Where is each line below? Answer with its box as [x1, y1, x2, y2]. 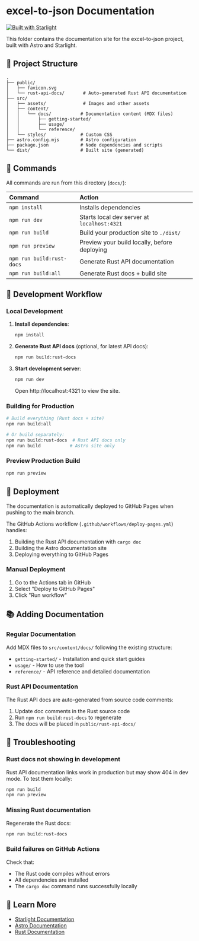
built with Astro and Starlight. [6, 42, 77, 49]
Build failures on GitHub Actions [6, 845, 100, 853]
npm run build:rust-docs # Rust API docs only [6, 437, 126, 443]
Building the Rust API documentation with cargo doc [14, 538, 142, 545]
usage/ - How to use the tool [14, 662, 84, 669]
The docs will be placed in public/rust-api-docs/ [14, 720, 136, 727]
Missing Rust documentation [6, 806, 91, 814]
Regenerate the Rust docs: [6, 819, 71, 826]
